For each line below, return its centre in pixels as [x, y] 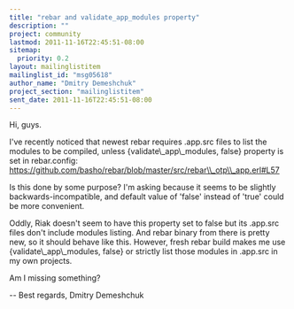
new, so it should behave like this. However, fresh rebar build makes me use [147, 242]
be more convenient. [47, 206]
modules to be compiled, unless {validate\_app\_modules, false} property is [147, 151]
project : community [45, 34]
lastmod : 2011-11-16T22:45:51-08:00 [77, 42]
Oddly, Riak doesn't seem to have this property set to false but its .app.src [144, 223]
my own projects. [41, 261]
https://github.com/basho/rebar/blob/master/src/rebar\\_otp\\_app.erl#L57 [145, 170]
